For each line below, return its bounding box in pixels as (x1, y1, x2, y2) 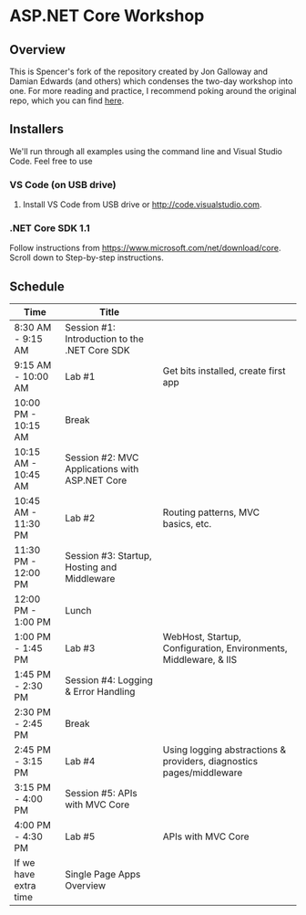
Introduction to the (65, 332, 144, 345)
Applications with (65, 463, 139, 476)
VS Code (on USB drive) (9, 178, 117, 191)
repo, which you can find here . (9, 95, 125, 106)
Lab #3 (65, 642, 96, 655)
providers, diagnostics (162, 755, 258, 768)
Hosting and (65, 561, 117, 573)
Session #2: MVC (65, 451, 139, 464)
